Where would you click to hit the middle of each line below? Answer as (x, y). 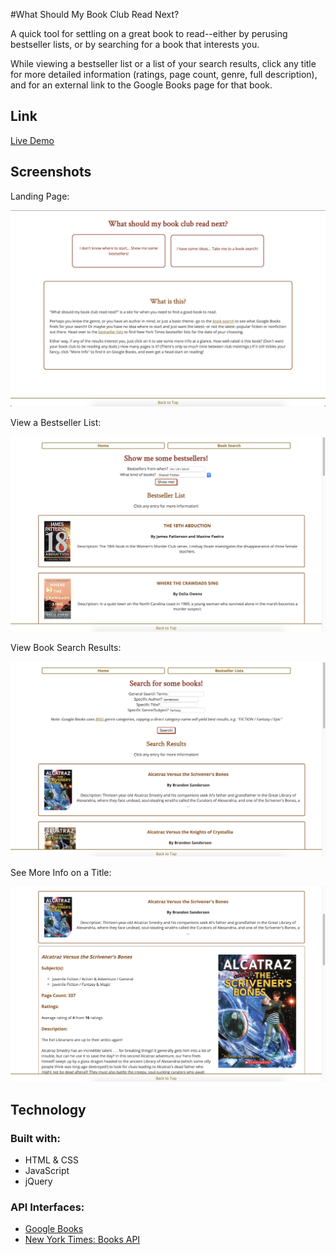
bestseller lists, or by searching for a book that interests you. (135, 44)
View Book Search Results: (66, 648)
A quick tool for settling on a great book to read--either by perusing (149, 33)
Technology (48, 1109)
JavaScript (47, 1170)
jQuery (38, 1181)
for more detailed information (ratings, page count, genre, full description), (164, 74)
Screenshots (51, 172)
